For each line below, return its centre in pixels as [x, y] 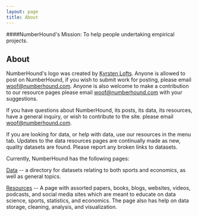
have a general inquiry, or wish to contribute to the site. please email [90, 117]
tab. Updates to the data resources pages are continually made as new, [93, 141]
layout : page [22, 12]
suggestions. [22, 99]
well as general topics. [34, 177]
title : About [22, 17]
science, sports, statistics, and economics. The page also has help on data [98, 201]
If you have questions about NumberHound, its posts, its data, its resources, [99, 110]
